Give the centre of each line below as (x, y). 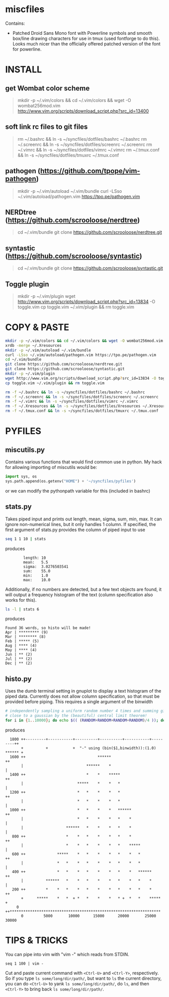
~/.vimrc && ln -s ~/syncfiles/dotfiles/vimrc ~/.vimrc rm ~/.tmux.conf (89, 149)
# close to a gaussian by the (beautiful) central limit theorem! (76, 716)
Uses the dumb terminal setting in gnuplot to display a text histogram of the (83, 691)
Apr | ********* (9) (27, 633)
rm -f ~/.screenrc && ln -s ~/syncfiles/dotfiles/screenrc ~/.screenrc (82, 397)
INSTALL (24, 70)
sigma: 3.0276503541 (46, 566)
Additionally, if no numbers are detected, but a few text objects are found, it (83, 589)
